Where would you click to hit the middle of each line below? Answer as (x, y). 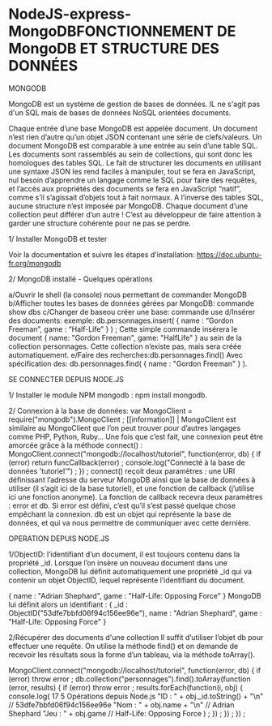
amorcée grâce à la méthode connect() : (76, 445)
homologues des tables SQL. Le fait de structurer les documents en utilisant (135, 162)
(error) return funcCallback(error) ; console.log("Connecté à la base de (127, 462)
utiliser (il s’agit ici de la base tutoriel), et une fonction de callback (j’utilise (132, 488)
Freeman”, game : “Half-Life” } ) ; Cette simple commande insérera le (123, 329)
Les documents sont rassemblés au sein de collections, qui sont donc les (130, 154)
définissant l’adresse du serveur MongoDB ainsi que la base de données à (132, 479)
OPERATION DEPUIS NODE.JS (59, 538)
